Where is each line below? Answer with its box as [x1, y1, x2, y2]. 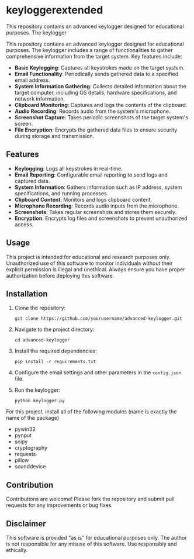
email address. [14, 77, 50, 84]
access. [14, 220, 34, 228]
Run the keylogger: [14, 387, 60, 394]
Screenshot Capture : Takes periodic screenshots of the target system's [14, 113, 189, 120]
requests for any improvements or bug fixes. [6, 502, 113, 509]
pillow [14, 457, 29, 464]
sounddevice [14, 463, 46, 470]
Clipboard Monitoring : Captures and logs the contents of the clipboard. [14, 101, 188, 108]
